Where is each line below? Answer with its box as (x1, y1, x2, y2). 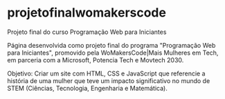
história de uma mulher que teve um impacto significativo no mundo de (7, 76, 210, 84)
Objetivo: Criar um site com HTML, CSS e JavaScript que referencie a (7, 69, 206, 78)
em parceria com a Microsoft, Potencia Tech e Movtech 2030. (7, 55, 184, 64)
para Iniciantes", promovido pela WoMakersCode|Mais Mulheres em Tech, (7, 48, 219, 57)
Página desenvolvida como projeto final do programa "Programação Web (7, 41, 216, 49)
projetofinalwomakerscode (7, 5, 166, 21)
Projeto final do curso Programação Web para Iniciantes (7, 28, 167, 36)
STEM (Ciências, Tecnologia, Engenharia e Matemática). (7, 84, 168, 92)
